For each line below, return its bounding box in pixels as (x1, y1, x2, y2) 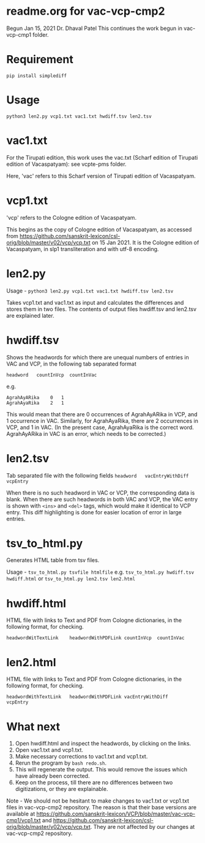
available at (6, 810, 35, 818)
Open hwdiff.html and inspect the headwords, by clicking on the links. (15, 740, 192, 747)
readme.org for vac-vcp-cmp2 (6, 4, 165, 18)
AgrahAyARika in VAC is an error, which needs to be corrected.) (6, 430, 166, 437)
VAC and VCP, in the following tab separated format (6, 360, 136, 367)
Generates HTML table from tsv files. (6, 556, 100, 564)
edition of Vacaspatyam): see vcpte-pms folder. (6, 160, 127, 168)
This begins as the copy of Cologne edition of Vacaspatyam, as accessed (6, 225, 192, 233)
